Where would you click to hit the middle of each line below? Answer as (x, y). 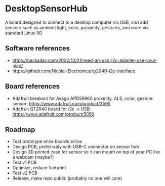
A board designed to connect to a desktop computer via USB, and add (77, 22)
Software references (38, 48)
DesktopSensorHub (46, 9)
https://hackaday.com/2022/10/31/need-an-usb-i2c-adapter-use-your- (85, 60)
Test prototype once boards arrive (47, 141)
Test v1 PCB (24, 163)
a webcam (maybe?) (33, 157)
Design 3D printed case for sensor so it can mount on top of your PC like (86, 152)
